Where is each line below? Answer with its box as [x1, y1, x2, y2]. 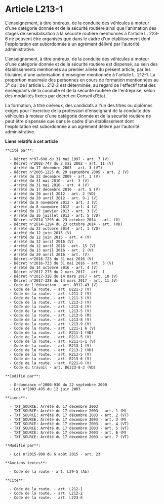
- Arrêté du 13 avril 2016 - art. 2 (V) [9, 248, 94, 252]
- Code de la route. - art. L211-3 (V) [9, 295, 92, 301]
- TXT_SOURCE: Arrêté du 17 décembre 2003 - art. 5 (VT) [9, 426, 129, 431]
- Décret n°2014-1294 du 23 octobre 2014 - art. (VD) [9, 222, 123, 227]
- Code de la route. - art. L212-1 [9, 486, 83, 492]
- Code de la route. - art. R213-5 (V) [9, 352, 92, 357]
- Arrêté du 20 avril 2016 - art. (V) [9, 252, 90, 257]
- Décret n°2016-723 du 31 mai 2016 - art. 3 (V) [9, 260, 114, 266]
